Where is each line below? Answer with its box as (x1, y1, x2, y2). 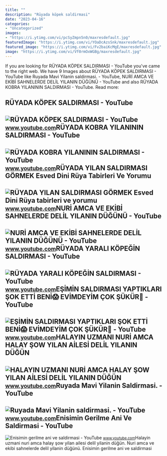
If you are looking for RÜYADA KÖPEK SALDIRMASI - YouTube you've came (5, 63, 161, 69)
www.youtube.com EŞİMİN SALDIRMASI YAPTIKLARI (5, 285, 162, 293)
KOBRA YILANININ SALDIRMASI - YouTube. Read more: (5, 84, 119, 90)
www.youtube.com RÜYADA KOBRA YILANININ (5, 123, 144, 132)
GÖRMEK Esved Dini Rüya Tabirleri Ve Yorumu (5, 171, 152, 180)
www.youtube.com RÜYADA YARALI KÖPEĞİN (5, 244, 141, 253)
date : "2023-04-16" (5, 16, 46, 21)
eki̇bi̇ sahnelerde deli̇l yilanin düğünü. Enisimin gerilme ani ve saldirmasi (5, 446, 152, 452)
